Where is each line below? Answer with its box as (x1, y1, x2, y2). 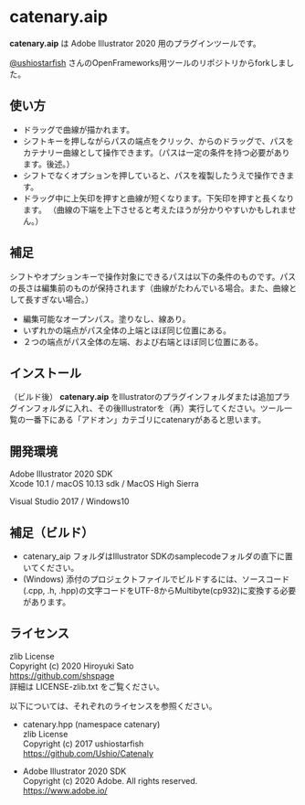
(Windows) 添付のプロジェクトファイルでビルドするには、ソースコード (22, 574, 290, 585)
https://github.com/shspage (9, 670, 115, 681)
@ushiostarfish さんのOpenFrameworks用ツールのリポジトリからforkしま (9, 57, 287, 68)
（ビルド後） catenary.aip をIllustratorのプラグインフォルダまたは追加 (9, 392, 275, 402)
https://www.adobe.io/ (22, 785, 108, 796)
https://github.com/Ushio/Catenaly (22, 747, 153, 758)
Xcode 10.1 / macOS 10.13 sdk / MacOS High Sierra (9, 478, 199, 489)
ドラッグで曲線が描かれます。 (22, 123, 135, 134)
